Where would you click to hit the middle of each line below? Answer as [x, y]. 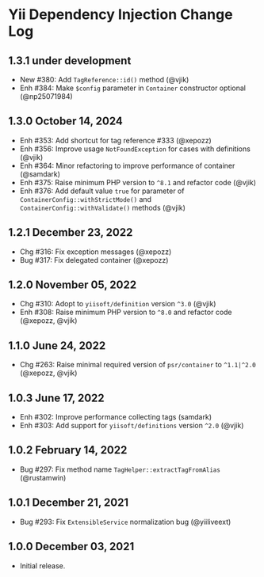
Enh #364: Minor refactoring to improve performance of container [127, 165]
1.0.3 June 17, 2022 [56, 398]
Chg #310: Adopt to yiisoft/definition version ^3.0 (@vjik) [118, 304]
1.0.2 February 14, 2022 [68, 450]
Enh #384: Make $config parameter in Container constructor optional [132, 88]
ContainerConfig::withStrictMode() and [86, 199]
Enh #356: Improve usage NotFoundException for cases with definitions [135, 149]
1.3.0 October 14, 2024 [65, 121]
